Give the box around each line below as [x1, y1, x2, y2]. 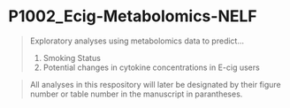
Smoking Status [42, 52, 101, 63]
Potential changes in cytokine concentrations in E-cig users [42, 62, 260, 73]
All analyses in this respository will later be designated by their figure [29, 79, 282, 89]
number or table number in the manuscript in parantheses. [29, 89, 243, 99]
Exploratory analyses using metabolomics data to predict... [29, 35, 245, 46]
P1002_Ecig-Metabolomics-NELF [8, 6, 257, 27]
